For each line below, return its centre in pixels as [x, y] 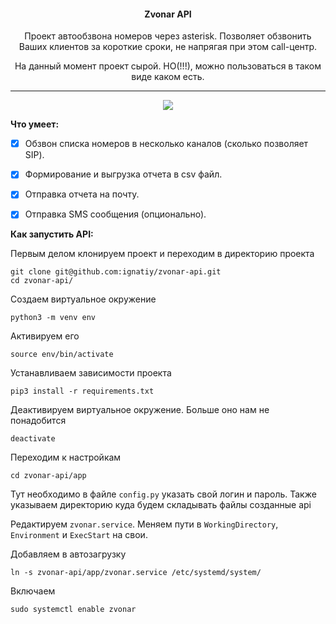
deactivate [33, 439]
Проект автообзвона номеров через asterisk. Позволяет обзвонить [168, 36]
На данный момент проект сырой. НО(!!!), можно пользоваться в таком [168, 66]
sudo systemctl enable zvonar [73, 610]
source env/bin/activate [62, 355]
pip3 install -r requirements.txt [82, 391]
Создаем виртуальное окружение [83, 299]
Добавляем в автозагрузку [68, 554]
